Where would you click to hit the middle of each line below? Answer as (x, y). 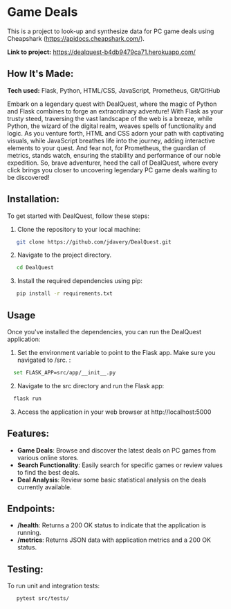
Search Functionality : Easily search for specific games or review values (120, 465)
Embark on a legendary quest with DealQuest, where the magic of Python (112, 104)
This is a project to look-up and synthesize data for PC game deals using (111, 31)
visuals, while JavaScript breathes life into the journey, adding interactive (111, 140)
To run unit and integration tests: (54, 586)
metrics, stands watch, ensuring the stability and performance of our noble (114, 155)
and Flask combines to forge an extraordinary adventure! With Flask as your (115, 111)
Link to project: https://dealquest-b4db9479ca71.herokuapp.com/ (101, 52)
